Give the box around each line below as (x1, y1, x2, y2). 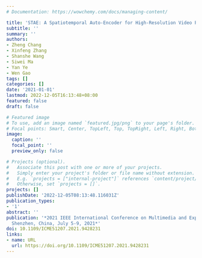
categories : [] (6, 81, 44, 87)
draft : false (6, 103, 39, 109)
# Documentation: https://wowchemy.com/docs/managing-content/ (6, 8, 168, 15)
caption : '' (11, 137, 42, 143)
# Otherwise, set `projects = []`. (6, 181, 101, 187)
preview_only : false (11, 148, 63, 154)
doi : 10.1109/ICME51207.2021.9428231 (6, 226, 101, 232)
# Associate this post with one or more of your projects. (6, 164, 163, 170)
